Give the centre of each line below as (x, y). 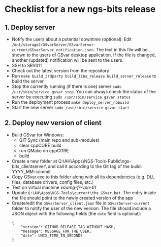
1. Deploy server (30, 27)
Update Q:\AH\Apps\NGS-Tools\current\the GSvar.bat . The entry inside (84, 192)
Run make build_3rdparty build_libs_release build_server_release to (84, 76)
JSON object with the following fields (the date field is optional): (76, 213)
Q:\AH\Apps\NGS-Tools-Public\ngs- (95, 161)
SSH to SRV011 (27, 65)
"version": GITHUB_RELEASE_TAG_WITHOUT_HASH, (68, 227)
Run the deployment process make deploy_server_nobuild (70, 102)
